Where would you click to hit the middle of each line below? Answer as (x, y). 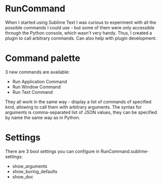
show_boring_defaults (35, 171)
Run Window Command (36, 87)
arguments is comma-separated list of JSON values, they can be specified (81, 112)
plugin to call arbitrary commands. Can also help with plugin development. (81, 38)
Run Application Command (40, 81)
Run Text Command (32, 92)
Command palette (43, 58)
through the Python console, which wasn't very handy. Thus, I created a (79, 33)
